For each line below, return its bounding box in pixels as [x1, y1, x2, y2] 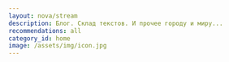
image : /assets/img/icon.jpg [8, 42, 107, 50]
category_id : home [8, 34, 71, 43]
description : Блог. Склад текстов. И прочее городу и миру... [8, 19, 223, 27]
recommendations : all [8, 27, 82, 35]
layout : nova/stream [8, 11, 79, 20]
